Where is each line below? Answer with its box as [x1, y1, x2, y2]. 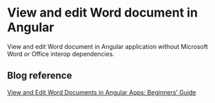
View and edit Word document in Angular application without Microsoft [7, 42, 208, 50]
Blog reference [7, 70, 72, 82]
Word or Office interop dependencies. [7, 50, 115, 58]
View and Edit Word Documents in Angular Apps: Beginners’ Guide [7, 88, 196, 96]
